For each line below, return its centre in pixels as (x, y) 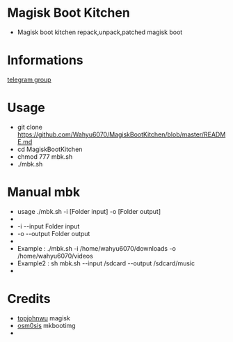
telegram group (29, 79)
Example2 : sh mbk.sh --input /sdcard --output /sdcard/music (106, 263)
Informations (45, 60)
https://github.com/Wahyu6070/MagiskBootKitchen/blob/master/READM (121, 134)
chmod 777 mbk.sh (45, 156)
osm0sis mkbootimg (46, 325)
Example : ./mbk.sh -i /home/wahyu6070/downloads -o (96, 248)
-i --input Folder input (48, 226)
